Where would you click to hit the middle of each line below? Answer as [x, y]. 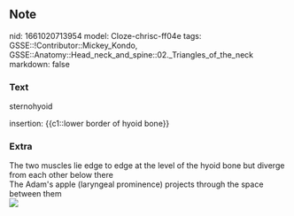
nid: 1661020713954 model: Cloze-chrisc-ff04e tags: [105, 35]
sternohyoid [31, 106]
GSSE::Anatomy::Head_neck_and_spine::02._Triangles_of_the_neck [132, 54]
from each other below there [61, 175]
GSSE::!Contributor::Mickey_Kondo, [73, 45]
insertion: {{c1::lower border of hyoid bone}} [89, 124]
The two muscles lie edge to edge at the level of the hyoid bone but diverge [147, 166]
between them [35, 194]
